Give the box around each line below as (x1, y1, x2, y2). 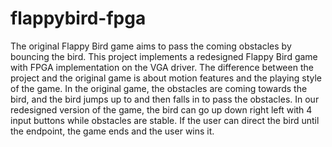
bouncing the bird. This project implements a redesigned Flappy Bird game (10, 50, 318, 62)
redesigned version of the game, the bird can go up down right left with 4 (10, 103, 313, 116)
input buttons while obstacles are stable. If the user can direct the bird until (10, 114, 320, 126)
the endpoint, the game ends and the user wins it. (10, 125, 215, 137)
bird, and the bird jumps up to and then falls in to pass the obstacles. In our (10, 93, 320, 105)
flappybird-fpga (10, 7, 147, 30)
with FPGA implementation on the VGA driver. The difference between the (10, 61, 314, 73)
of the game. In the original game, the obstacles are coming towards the (10, 82, 308, 94)
